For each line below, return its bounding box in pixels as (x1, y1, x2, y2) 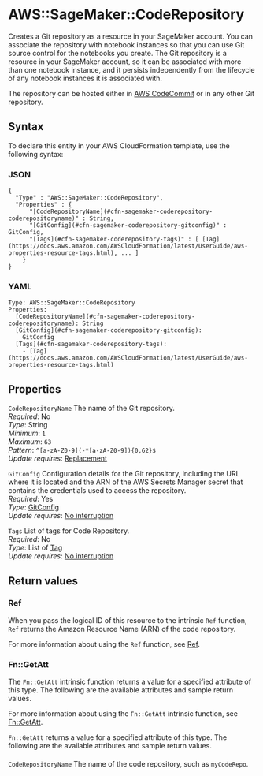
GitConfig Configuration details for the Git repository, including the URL (8, 469, 240, 479)
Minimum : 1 (8, 428, 46, 438)
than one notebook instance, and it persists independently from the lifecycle (8, 65, 256, 74)
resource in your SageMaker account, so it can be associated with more (8, 57, 242, 66)
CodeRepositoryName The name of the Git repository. (8, 404, 176, 413)
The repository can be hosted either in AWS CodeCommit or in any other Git (8, 88, 254, 98)
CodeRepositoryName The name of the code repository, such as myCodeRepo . (8, 759, 249, 768)
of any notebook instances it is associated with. (8, 73, 163, 83)
